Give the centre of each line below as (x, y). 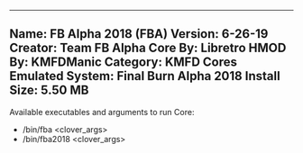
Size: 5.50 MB (49, 90)
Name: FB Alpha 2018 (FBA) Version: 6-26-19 (139, 34)
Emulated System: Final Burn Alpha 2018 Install (145, 76)
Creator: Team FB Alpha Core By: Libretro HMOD (148, 48)
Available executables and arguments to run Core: (102, 112)
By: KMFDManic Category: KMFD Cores (123, 63)
